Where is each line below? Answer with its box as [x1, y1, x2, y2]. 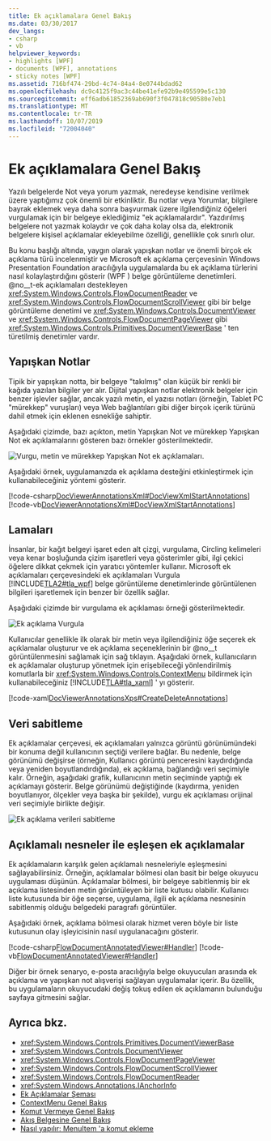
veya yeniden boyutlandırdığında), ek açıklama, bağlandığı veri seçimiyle [8, 764, 250, 774]
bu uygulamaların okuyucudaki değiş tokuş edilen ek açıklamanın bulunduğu [8, 984, 263, 994]
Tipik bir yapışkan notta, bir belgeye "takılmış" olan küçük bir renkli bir [8, 376, 242, 386]
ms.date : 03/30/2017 [8, 19, 78, 28]
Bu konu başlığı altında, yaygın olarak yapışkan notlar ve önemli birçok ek [8, 245, 252, 255]
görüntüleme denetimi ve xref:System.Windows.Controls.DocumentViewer [8, 306, 256, 315]
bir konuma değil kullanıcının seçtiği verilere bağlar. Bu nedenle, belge [8, 747, 241, 757]
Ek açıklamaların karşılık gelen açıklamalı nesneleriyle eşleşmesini [8, 859, 227, 869]
